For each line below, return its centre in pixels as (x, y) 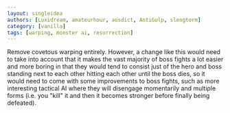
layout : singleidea (35, 13)
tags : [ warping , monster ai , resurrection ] (70, 33)
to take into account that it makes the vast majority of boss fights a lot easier (115, 60)
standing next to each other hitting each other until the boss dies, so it (106, 74)
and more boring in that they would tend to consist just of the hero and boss (114, 66)
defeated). (22, 103)
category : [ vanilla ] (37, 26)
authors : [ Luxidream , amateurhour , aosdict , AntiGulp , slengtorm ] (104, 20)
